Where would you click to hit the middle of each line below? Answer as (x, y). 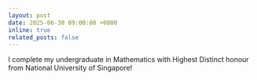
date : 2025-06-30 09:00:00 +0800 (63, 23)
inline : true (29, 30)
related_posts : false (44, 37)
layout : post (29, 15)
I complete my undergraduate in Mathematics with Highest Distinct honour (128, 60)
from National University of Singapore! (70, 68)
